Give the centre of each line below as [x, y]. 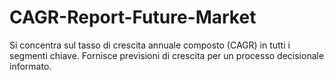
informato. [30, 66]
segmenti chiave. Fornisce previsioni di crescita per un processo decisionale [167, 55]
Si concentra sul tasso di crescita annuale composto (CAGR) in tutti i [150, 45]
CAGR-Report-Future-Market [133, 17]
